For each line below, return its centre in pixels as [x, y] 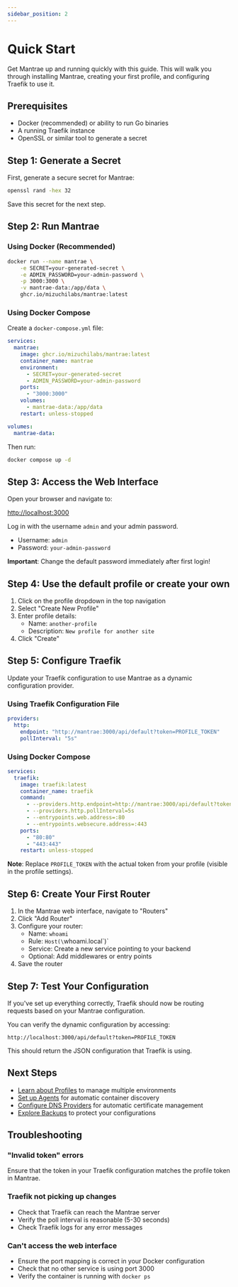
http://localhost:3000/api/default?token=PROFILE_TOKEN [91, 1037]
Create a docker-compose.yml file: [56, 328]
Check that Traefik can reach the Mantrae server [89, 1212]
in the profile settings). [40, 872]
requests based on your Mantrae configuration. [76, 1011]
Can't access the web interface [62, 1245]
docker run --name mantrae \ [50, 261]
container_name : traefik [57, 791]
